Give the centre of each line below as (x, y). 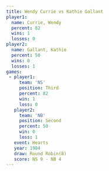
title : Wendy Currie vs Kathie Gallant (55, 11)
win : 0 (27, 132)
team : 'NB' (32, 115)
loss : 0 (28, 104)
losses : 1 (23, 66)
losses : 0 (23, 39)
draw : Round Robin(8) (40, 153)
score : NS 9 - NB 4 (38, 159)
